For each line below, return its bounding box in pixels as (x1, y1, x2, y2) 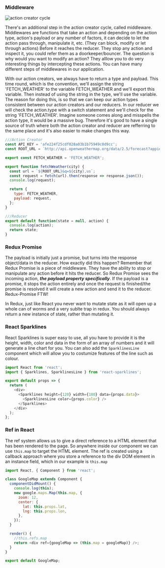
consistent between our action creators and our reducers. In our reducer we (5, 102, 159, 108)
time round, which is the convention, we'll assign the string (5, 81, 124, 87)
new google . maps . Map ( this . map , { (14, 491, 82, 495)
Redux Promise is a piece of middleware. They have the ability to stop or (5, 265, 151, 271)
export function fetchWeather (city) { (5, 164, 84, 169)
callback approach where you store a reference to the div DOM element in (5, 453, 155, 459)
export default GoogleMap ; (5, 558, 60, 563)
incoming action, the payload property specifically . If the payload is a (5, 276, 148, 282)
